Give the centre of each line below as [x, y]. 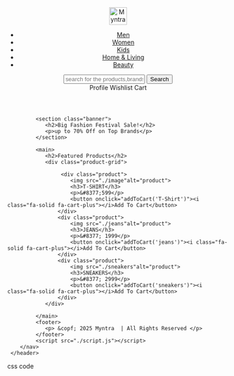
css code [20, 366]
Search [160, 79]
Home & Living [123, 57]
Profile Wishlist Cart [118, 88]
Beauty [123, 65]
